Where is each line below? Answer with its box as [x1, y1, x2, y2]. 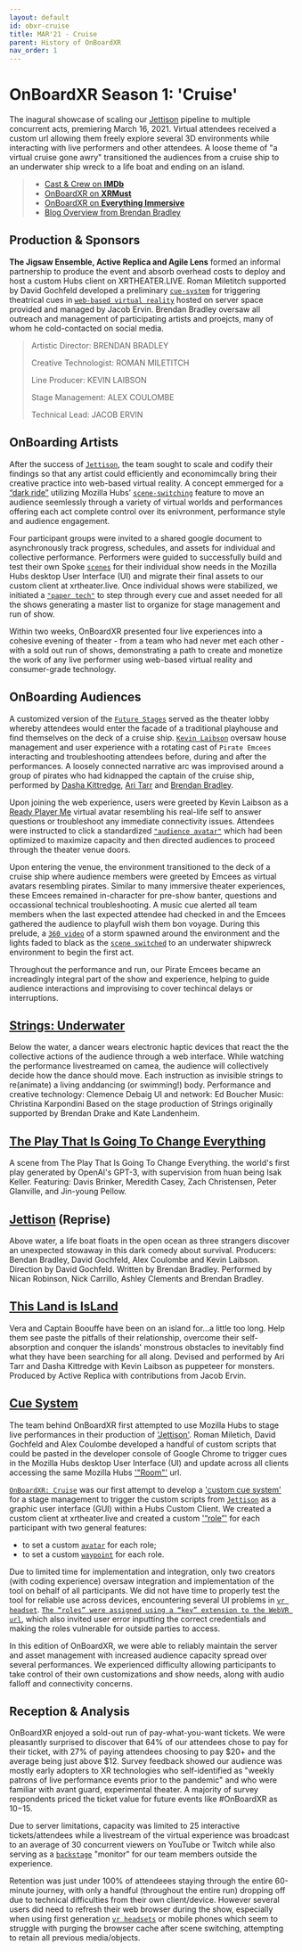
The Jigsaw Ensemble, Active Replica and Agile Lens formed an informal [9, 256, 281, 267]
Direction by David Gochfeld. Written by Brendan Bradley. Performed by [9, 1263, 273, 1275]
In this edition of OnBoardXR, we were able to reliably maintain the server [9, 1640, 278, 1651]
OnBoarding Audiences [9, 690, 142, 705]
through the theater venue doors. [9, 844, 131, 855]
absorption [9, 1341, 49, 1352]
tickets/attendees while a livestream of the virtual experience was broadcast [9, 1830, 290, 1841]
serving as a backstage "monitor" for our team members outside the [9, 1849, 257, 1859]
